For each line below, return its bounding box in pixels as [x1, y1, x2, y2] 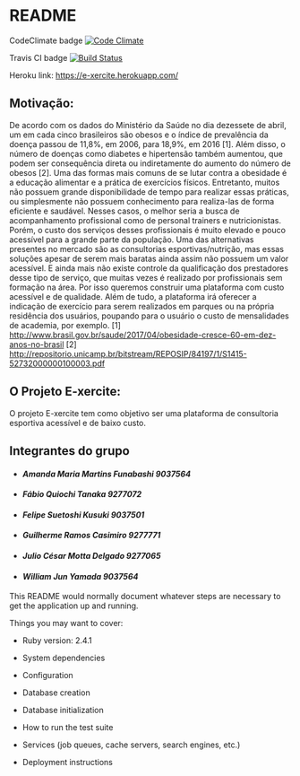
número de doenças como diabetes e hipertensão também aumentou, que [9, 148, 284, 159]
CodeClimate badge [9, 35, 83, 46]
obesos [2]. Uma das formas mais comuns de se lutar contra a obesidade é [9, 167, 287, 178]
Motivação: [9, 96, 74, 111]
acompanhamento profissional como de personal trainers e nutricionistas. [9, 214, 282, 225]
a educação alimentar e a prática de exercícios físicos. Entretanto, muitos [9, 177, 280, 187]
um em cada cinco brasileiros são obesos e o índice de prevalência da [9, 129, 269, 140]
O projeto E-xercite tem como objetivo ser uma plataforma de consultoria [9, 407, 279, 418]
